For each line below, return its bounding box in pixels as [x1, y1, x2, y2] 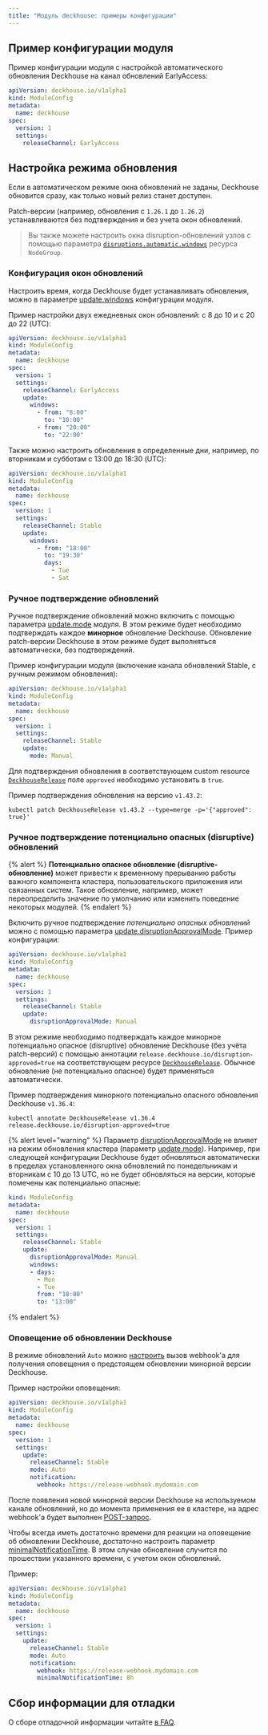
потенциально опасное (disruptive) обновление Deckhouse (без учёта [8, 1040, 247, 1051]
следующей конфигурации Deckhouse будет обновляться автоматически [8, 1153, 260, 1162]
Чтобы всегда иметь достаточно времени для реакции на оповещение [8, 1527, 251, 1537]
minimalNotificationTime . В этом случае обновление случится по [8, 1545, 228, 1555]
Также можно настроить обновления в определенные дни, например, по [8, 445, 259, 455]
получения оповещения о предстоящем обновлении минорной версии [8, 1359, 251, 1368]
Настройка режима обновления [8, 161, 178, 175]
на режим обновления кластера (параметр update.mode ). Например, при [8, 1144, 261, 1153]
